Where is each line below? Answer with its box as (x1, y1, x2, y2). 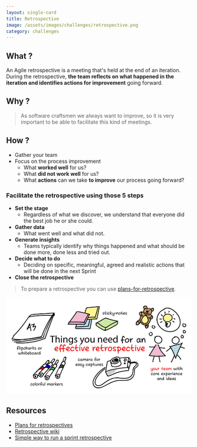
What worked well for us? (23, 163, 87, 171)
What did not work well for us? (23, 170, 99, 177)
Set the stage (14, 204, 48, 211)
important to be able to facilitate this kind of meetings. (20, 118, 152, 126)
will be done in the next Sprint (23, 267, 96, 275)
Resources (6, 406, 47, 416)
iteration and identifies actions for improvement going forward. (6, 79, 163, 86)
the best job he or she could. (23, 217, 93, 224)
